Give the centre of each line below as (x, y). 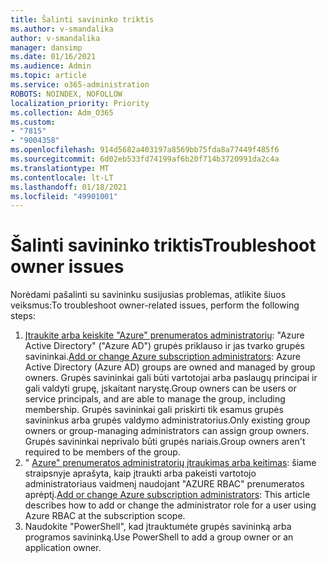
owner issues (67, 267)
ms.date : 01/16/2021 (53, 57)
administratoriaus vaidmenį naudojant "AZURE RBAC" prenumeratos (164, 484)
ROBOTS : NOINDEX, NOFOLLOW (66, 94)
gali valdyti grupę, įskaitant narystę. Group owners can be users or (160, 388)
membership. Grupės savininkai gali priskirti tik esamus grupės (154, 410)
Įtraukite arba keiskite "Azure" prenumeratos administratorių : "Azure (164, 335)
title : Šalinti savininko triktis (82, 19)
